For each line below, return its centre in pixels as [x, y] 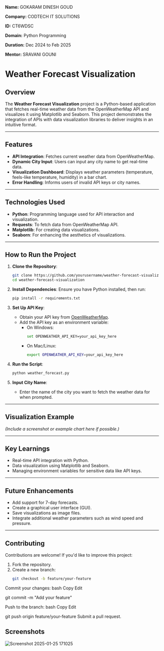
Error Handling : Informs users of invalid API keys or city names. [76, 182]
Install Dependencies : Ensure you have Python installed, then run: [79, 289]
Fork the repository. [32, 564]
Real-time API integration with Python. [50, 460]
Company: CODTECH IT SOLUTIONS [42, 16]
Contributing [25, 543]
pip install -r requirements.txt [46, 298]
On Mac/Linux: [41, 346]
